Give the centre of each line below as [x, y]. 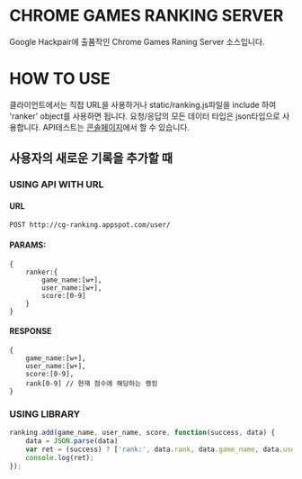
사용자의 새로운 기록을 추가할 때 [91, 158]
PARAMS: [28, 245]
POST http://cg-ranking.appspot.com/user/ [90, 225]
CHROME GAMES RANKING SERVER [147, 16]
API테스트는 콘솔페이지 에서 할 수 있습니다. [116, 127]
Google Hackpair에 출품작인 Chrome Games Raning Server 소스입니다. [137, 41]
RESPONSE [31, 331]
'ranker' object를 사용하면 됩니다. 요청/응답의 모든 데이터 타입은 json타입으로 [145, 116]
